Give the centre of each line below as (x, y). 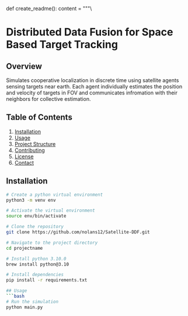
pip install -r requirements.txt (47, 280)
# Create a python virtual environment (55, 195)
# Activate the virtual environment (51, 210)
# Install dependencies (35, 275)
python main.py (25, 307)
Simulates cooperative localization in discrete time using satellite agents (93, 80)
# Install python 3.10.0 (36, 259)
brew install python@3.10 (37, 264)
